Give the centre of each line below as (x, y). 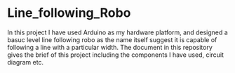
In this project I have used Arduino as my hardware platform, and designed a (117, 32)
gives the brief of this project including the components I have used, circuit (116, 55)
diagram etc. (26, 62)
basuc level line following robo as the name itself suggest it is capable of (112, 39)
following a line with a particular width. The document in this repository (110, 47)
